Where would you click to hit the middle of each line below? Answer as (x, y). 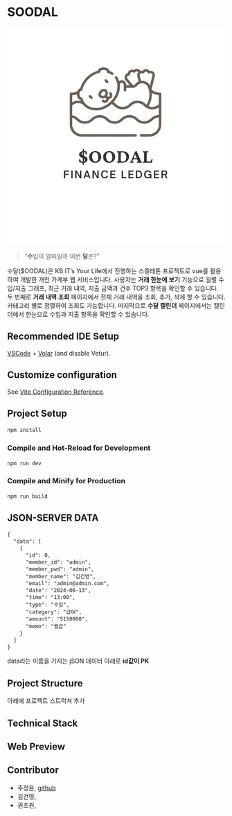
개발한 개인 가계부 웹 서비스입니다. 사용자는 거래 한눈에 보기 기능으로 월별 (118, 279)
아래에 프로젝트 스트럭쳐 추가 (46, 701)
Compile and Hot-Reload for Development (79, 448)
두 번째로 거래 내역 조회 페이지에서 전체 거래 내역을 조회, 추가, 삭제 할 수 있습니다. (116, 297)
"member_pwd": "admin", (60, 569)
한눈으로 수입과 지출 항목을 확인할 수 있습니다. (87, 314)
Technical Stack (43, 723)
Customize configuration (62, 375)
